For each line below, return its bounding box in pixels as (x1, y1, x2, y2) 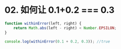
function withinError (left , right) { (4, 21, 82, 26)
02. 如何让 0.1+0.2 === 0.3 (4, 4, 115, 16)
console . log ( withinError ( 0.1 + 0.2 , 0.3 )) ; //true (4, 39, 110, 44)
